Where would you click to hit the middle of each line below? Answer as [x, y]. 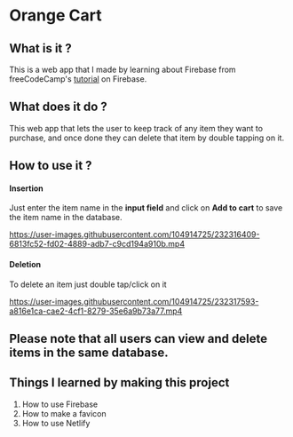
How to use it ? [51, 166]
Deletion [25, 264]
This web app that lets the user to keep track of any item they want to [136, 128]
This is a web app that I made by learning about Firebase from [123, 69]
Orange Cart [55, 16]
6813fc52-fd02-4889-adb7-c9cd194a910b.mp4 [97, 244]
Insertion [27, 188]
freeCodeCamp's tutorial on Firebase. [78, 79]
